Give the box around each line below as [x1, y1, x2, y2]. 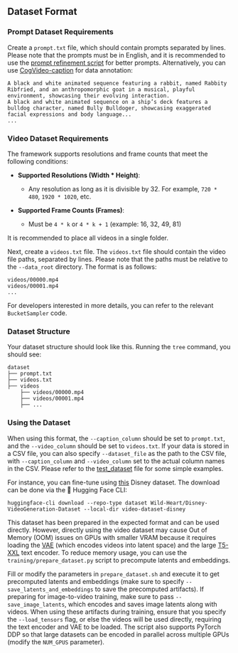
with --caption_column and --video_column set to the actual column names [7, 457, 225, 465]
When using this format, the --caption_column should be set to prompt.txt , [7, 434, 226, 442]
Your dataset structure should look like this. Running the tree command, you [7, 343, 231, 351]
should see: [7, 350, 41, 359]
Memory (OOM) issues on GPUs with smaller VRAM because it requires [7, 533, 217, 541]
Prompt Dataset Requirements [7, 27, 114, 37]
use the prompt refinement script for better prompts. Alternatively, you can [7, 58, 226, 67]
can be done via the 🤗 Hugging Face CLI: [7, 485, 128, 494]
